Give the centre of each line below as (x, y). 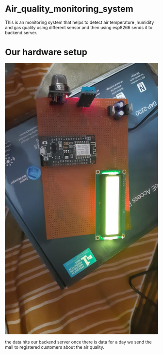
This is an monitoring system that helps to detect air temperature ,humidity (80, 22)
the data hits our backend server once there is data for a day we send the (78, 342)
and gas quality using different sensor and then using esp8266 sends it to (79, 27)
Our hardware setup (46, 52)
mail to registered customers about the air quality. (55, 347)
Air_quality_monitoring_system (69, 9)
